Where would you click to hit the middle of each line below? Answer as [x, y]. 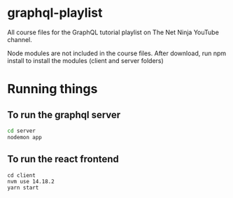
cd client [22, 175]
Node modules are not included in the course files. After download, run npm [117, 53]
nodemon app [24, 137]
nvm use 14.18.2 [31, 181]
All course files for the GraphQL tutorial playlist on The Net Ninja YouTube [113, 32]
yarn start [23, 188]
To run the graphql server [64, 114]
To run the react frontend [63, 159]
